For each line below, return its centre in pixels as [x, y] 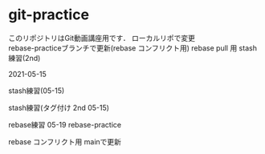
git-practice [49, 15]
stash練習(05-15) [37, 91]
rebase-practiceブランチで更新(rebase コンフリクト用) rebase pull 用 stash [132, 48]
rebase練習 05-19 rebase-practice [65, 124]
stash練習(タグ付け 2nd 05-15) [59, 107]
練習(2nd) [24, 58]
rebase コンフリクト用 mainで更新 [65, 141]
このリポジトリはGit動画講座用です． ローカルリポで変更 [102, 38]
